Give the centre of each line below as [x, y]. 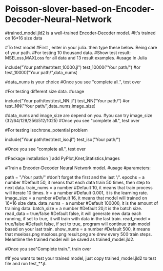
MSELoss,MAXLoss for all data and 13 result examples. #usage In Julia [76, 58]
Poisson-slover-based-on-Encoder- [80, 9]
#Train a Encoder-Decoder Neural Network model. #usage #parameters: [78, 168]
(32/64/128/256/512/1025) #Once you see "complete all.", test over [72, 120]
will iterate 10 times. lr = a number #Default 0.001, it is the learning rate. [77, 193]
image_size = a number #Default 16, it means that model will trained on [76, 198]
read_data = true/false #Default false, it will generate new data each [73, 213]
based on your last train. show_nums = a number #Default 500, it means [78, 229]
